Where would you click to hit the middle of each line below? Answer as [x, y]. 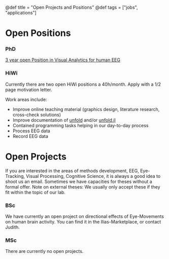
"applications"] [21, 13]
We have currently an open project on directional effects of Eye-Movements [84, 216]
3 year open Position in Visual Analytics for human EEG [63, 60]
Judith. [13, 227]
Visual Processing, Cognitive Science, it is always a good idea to [93, 176]
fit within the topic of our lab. [36, 192]
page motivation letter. [29, 89]
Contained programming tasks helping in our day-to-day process [80, 125]
